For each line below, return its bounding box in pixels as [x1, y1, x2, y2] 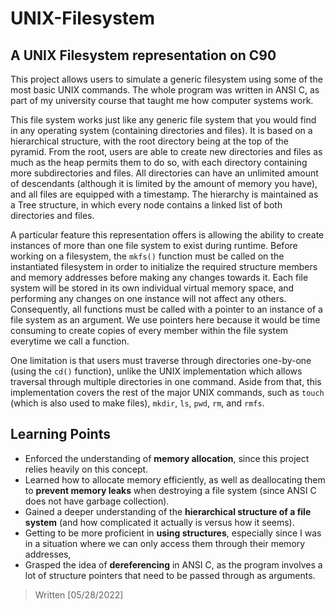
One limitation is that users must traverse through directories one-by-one [10, 355, 312, 366]
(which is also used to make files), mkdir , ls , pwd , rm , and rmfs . [10, 397, 265, 409]
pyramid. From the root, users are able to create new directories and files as [10, 146, 323, 157]
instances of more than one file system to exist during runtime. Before [10, 240, 298, 251]
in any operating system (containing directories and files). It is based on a [10, 125, 313, 136]
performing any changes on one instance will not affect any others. [10, 293, 287, 304]
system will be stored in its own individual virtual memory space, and [10, 282, 295, 294]
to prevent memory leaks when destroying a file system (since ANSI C [24, 484, 317, 496]
